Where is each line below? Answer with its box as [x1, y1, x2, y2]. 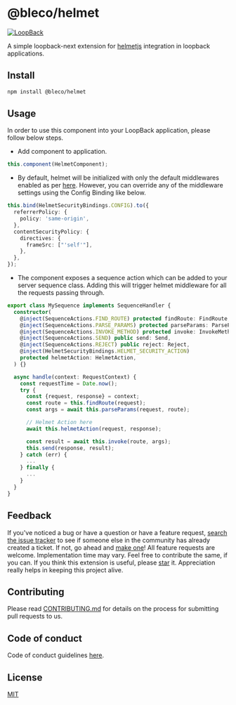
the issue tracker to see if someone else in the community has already [7, 536, 211, 544]
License [7, 671, 43, 683]
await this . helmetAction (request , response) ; [25, 425, 162, 433]
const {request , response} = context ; [25, 393, 140, 400]
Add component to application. [17, 147, 107, 156]
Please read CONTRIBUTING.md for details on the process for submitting [7, 605, 219, 613]
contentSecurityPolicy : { [13, 228, 90, 235]
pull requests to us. [7, 612, 63, 621]
